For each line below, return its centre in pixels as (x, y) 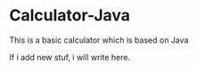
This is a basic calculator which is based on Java (99, 40)
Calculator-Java (70, 16)
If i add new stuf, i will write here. (70, 57)
